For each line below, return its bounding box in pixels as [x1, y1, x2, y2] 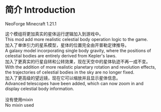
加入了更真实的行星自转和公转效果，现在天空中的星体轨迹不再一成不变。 [5, 58, 150, 64]
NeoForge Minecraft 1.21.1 [5, 20, 57, 27]
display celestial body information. [5, 86, 74, 92]
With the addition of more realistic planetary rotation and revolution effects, [5, 64, 156, 70]
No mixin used [5, 102, 34, 108]
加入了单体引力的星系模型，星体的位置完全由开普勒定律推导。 [5, 42, 129, 48]
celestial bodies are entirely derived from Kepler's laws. [5, 53, 117, 58]
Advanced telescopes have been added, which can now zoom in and [5, 80, 144, 86]
